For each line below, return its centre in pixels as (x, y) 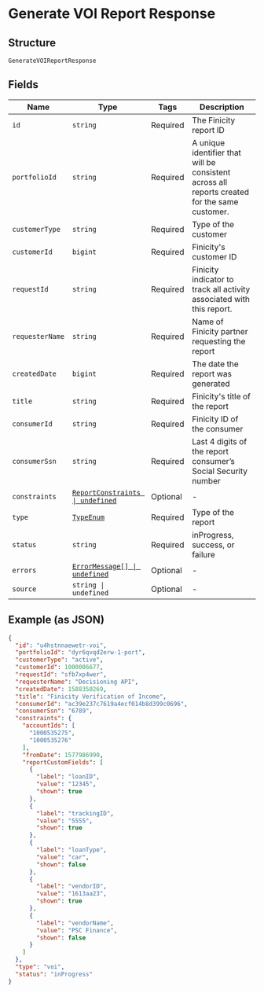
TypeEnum (88, 517)
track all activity (221, 289)
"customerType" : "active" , (59, 660)
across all (210, 182)
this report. (212, 309)
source (24, 589)
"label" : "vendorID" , (72, 886)
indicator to (213, 279)
